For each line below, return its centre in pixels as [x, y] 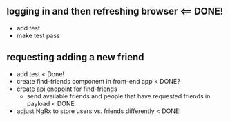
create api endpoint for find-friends [67, 89]
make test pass [38, 35]
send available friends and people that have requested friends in [118, 96]
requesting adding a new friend [75, 57]
